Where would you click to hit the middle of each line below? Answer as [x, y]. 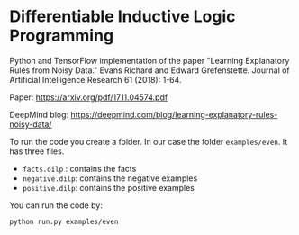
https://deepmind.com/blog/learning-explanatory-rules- [174, 114]
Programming [62, 36]
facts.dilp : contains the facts [79, 168]
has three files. [37, 151]
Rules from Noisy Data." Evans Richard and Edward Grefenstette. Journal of [149, 70]
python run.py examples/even [64, 221]
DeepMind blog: [39, 114]
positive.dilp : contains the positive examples [109, 187]
